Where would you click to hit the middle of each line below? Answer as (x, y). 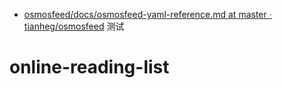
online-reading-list (89, 67)
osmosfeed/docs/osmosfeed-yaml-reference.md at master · (147, 14)
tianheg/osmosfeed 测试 (74, 26)
